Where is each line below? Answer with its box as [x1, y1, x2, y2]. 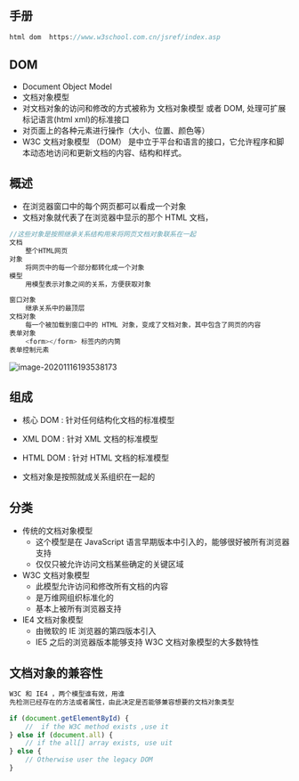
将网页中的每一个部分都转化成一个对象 [25, 263, 145, 272]
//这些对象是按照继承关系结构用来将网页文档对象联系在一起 [9, 230, 197, 239]
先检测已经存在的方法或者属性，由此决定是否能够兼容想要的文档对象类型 [9, 697, 235, 706]
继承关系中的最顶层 [25, 304, 85, 313]
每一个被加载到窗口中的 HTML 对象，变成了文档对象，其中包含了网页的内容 [25, 321, 262, 329]
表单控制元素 [9, 346, 50, 354]
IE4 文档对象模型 [21, 614, 84, 625]
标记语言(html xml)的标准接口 [21, 114, 130, 125]
